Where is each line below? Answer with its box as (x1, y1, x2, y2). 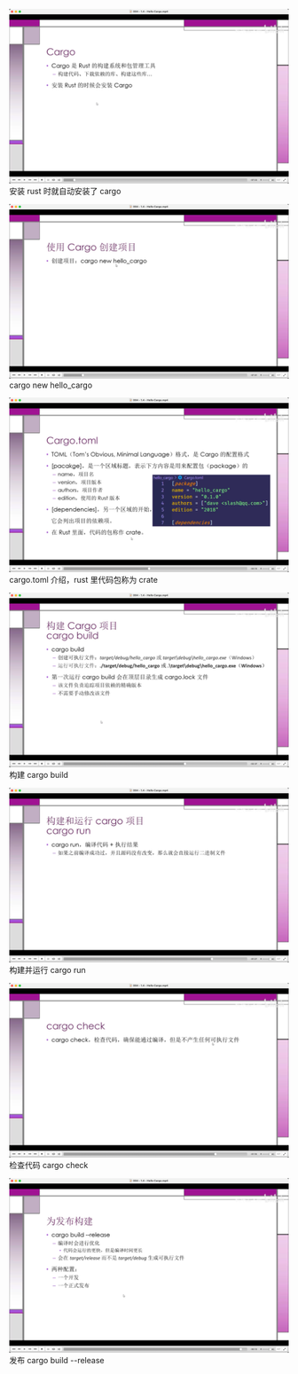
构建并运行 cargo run (9, 965, 86, 975)
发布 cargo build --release (9, 1355, 105, 1365)
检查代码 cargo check (9, 1160, 89, 1170)
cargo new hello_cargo (9, 380, 93, 390)
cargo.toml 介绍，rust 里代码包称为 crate (9, 575, 158, 585)
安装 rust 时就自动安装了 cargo (9, 186, 122, 196)
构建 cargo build (9, 770, 69, 780)
